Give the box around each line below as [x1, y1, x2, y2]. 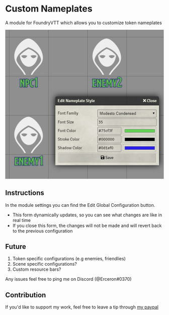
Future [5, 242, 27, 251]
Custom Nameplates [5, 3, 93, 15]
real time [12, 217, 31, 223]
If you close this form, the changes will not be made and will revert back [12, 222, 162, 228]
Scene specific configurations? [12, 261, 77, 267]
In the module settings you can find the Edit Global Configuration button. [5, 202, 155, 208]
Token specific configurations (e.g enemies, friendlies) [12, 256, 126, 262]
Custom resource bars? [12, 266, 61, 272]
